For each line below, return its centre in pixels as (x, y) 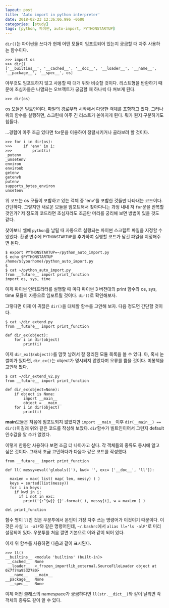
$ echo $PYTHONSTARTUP (29, 257)
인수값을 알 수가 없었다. (28, 435)
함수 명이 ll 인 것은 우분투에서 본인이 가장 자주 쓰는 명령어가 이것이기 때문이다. (82, 520)
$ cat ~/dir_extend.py (29, 322)
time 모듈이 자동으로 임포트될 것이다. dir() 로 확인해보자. (61, 295)
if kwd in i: (28, 492)
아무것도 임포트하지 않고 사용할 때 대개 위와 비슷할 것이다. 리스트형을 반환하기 (81, 83)
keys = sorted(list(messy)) (39, 484)
